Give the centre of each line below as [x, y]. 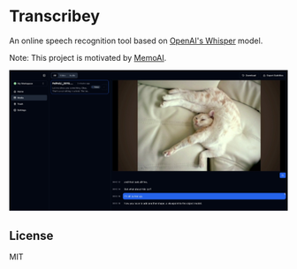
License [31, 235]
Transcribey [54, 16]
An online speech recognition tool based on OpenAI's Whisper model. [136, 41]
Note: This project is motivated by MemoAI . [88, 57]
